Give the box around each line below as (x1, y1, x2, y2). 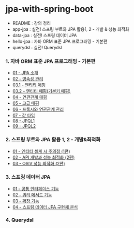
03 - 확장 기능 (12, 198, 40, 204)
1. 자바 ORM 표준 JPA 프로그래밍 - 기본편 (5, 57, 96, 64)
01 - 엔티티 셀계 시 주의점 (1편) (12, 148, 71, 154)
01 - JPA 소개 (12, 70, 38, 76)
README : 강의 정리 (12, 20, 51, 26)
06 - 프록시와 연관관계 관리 (12, 106, 64, 113)
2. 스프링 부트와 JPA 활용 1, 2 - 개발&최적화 (5, 136, 101, 143)
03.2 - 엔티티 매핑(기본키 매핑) (12, 88, 71, 94)
